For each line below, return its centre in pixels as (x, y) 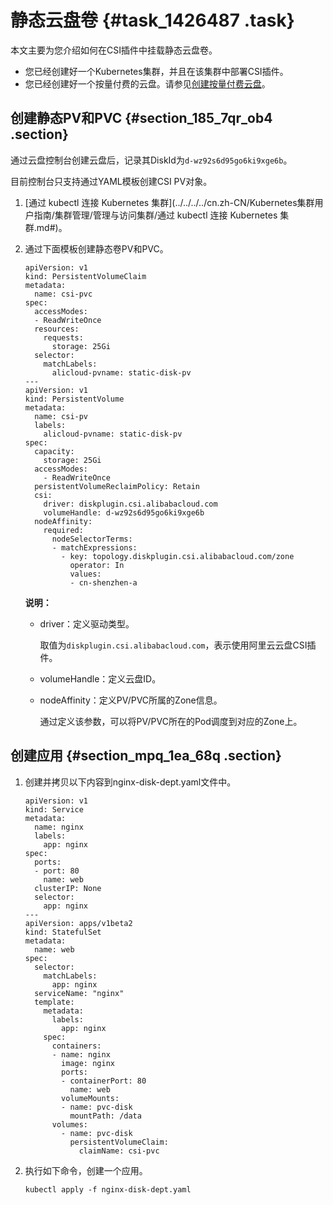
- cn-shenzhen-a (103, 582)
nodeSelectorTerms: (92, 539)
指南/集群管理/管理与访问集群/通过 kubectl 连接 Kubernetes (155, 215)
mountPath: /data (105, 1116)
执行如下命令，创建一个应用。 (86, 1170)
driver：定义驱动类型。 (87, 623)
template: (54, 1002)
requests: (63, 337)
